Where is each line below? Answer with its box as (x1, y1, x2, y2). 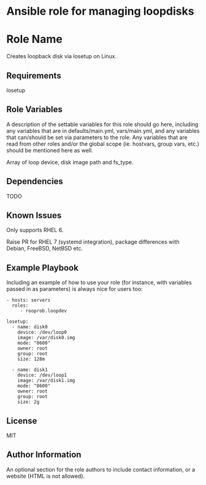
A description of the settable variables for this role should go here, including (6, 121, 199, 128)
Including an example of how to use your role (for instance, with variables (6, 279, 192, 286)
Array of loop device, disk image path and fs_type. (6, 158, 134, 166)
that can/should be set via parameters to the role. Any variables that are (6, 133, 188, 141)
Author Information (6, 449, 82, 460)
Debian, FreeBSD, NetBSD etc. (6, 245, 83, 252)
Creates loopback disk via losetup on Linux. (6, 53, 117, 60)
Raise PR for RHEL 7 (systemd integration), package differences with (6, 238, 180, 246)
